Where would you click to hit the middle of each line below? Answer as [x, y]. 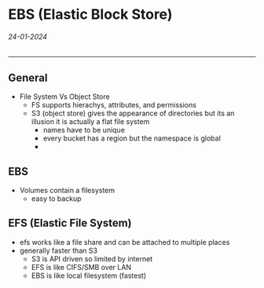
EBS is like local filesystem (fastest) [89, 275]
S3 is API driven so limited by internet [92, 259]
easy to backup [56, 199]
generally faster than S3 [59, 250]
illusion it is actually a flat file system [90, 122]
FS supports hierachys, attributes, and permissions [114, 105]
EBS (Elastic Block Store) [90, 15]
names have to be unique [84, 130]
